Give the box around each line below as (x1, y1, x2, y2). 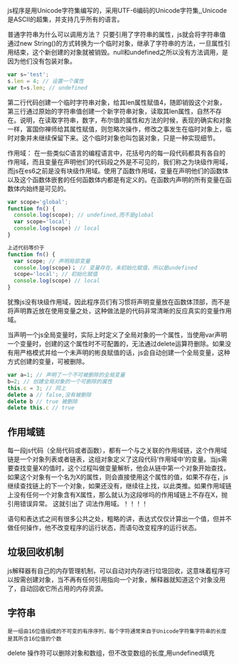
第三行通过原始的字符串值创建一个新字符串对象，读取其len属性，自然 (7, 107, 210, 115)
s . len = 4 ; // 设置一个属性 (7, 77, 84, 85)
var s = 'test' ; (7, 71, 50, 78)
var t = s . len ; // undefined (7, 84, 87, 91)
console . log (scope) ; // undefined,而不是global (14, 212, 154, 219)
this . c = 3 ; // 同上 (7, 385, 66, 392)
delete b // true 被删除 (7, 397, 78, 405)
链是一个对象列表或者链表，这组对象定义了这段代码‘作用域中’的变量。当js (7, 455, 222, 464)
